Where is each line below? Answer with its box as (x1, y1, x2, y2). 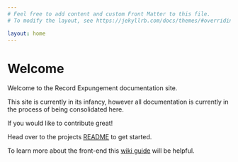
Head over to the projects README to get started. (7, 133, 152, 141)
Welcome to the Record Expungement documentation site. (7, 84, 178, 92)
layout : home (7, 30, 46, 37)
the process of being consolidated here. (7, 105, 124, 114)
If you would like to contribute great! (7, 119, 113, 128)
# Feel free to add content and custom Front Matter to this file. (7, 10, 211, 18)
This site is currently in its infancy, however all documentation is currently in (7, 97, 229, 107)
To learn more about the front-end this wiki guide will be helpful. (7, 146, 195, 155)
